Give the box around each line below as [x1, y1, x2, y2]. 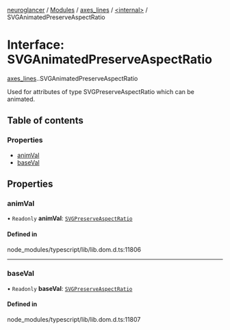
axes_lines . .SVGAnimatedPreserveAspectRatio [7, 74, 138, 82]
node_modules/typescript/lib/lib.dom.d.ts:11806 [7, 245, 142, 253]
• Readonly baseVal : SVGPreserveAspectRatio [7, 284, 133, 292]
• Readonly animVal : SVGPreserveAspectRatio [7, 214, 133, 222]
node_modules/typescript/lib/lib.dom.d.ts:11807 [7, 316, 141, 324]
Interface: [7, 37, 65, 53]
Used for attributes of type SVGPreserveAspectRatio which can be [7, 87, 195, 95]
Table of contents [7, 115, 84, 126]
